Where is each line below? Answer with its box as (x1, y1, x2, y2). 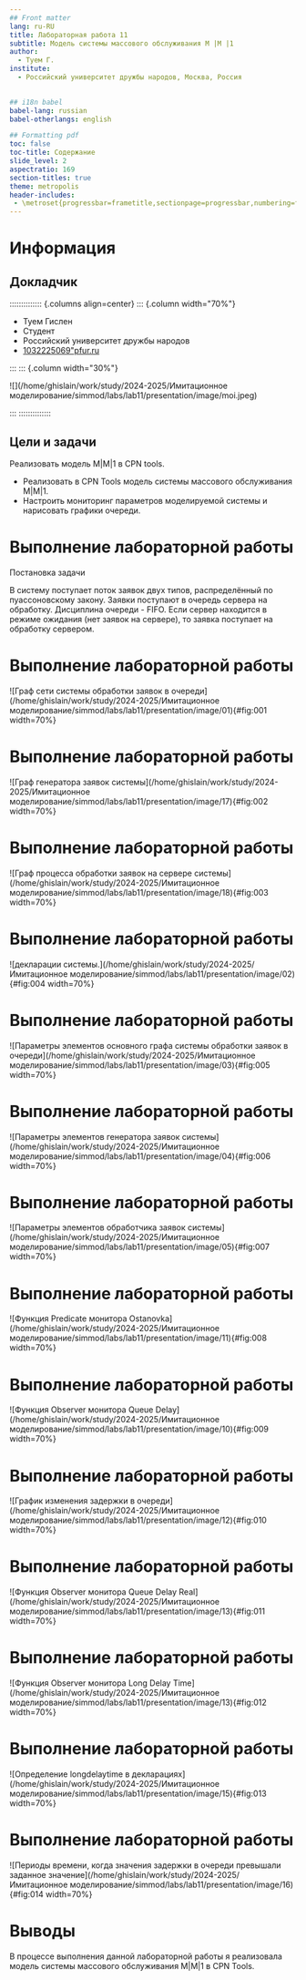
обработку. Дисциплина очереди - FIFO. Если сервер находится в (9, 603, 267, 615)
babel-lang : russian (9, 106, 88, 115)
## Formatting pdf (9, 131, 79, 140)
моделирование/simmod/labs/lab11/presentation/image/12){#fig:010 (9, 1514, 267, 1526)
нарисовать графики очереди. (22, 505, 141, 516)
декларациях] (131, 1769, 186, 1780)
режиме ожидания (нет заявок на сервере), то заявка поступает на (9, 613, 273, 624)
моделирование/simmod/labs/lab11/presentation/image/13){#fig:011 (9, 1606, 266, 1617)
